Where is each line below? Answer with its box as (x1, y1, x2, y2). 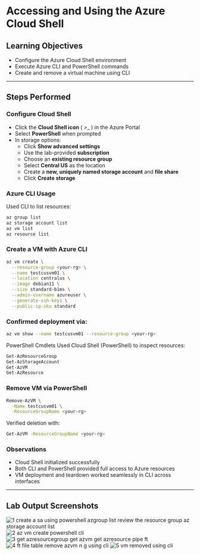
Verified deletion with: (6, 419, 60, 427)
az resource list (6, 231, 49, 237)
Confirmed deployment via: (6, 317, 87, 326)
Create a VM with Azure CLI (6, 245, 87, 253)
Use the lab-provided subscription (23, 149, 110, 156)
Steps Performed (6, 92, 71, 102)
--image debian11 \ (11, 281, 60, 287)
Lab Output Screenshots (6, 501, 99, 511)
